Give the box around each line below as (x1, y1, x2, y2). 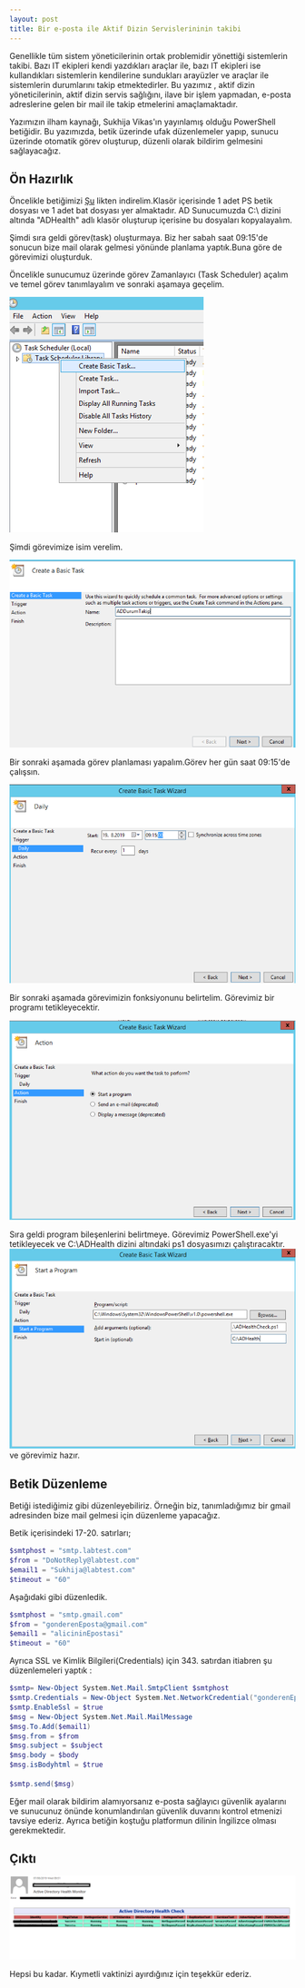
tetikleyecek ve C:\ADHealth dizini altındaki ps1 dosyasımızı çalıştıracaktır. (9, 1238, 286, 1249)
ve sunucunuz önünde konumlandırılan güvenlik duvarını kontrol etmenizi (9, 1805, 283, 1816)
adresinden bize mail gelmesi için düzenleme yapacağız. (9, 1510, 221, 1521)
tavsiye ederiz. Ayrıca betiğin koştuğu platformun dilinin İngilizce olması (9, 1815, 277, 1825)
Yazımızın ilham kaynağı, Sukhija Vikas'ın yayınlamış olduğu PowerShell (9, 116, 276, 127)
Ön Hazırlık (9, 171, 74, 186)
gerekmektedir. (9, 1825, 66, 1835)
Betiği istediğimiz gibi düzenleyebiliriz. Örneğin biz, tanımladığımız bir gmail (9, 1500, 290, 1511)
